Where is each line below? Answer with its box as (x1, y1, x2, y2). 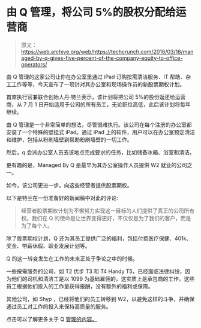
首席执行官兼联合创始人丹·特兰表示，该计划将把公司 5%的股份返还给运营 (6, 93, 186, 101)
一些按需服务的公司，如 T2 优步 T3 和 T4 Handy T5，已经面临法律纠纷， (6, 268, 185, 275)
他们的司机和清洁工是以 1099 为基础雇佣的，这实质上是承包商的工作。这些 (11, 275, 195, 282)
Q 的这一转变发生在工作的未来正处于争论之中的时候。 (6, 255, 138, 262)
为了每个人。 (20, 222, 53, 229)
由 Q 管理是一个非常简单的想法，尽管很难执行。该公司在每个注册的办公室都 (6, 121, 192, 128)
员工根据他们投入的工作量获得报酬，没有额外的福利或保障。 (6, 283, 154, 290)
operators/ (20, 60, 47, 68)
